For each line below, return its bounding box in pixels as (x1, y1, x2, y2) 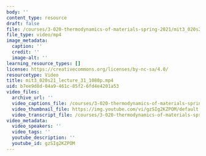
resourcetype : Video (6, 72, 59, 78)
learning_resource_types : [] (6, 60, 81, 66)
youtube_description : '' (12, 135, 75, 141)
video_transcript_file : (12, 112, 72, 118)
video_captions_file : (12, 100, 67, 106)
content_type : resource (6, 15, 67, 21)
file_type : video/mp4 (6, 32, 62, 38)
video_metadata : (6, 117, 48, 123)
